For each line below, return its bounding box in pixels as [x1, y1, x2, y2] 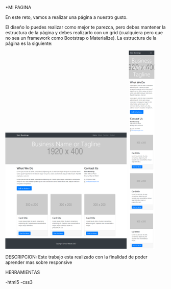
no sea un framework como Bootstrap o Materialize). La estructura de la [5, 35, 157, 41]
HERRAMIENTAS [5, 269, 40, 275]
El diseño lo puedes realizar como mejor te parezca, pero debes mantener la [5, 24, 166, 30]
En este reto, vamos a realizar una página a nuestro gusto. [5, 14, 128, 20]
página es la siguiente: [5, 40, 53, 46]
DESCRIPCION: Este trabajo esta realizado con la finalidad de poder [5, 254, 148, 260]
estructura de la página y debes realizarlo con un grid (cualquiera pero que [5, 30, 163, 35]
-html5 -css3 [5, 279, 33, 285]
